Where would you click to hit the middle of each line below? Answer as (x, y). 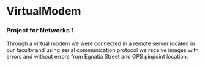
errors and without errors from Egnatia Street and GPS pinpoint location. (97, 57)
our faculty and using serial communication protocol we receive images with (102, 50)
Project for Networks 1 (40, 31)
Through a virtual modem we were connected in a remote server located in (101, 43)
